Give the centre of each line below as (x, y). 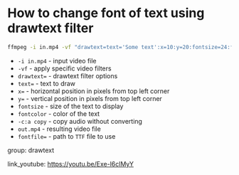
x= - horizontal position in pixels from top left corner (94, 91)
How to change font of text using (106, 13)
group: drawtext (31, 150)
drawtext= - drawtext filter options (68, 75)
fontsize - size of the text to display (70, 106)
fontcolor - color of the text (59, 113)
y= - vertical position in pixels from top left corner (90, 98)
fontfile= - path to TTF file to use (67, 136)
